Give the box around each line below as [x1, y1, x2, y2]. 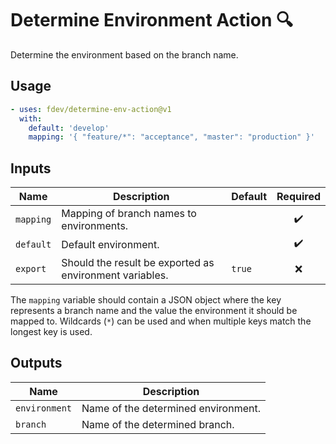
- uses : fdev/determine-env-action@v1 [10, 104, 172, 114]
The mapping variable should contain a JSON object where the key [10, 294, 282, 306]
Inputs [10, 160, 52, 177]
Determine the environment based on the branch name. [10, 48, 239, 61]
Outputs [10, 355, 63, 372]
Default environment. [61, 237, 160, 251]
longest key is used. [10, 326, 93, 338]
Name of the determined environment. [81, 401, 261, 415]
